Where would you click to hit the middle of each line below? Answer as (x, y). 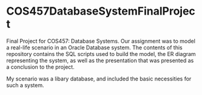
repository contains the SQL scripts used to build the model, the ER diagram (101, 54)
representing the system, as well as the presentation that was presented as (100, 60)
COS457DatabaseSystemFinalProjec (101, 11)
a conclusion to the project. (40, 67)
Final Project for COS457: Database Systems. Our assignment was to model (101, 41)
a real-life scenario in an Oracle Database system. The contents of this (95, 47)
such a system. (25, 85)
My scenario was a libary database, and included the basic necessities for (99, 79)
